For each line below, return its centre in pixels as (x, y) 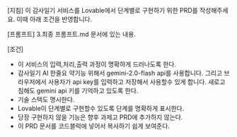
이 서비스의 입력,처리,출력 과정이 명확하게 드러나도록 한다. (97, 64)
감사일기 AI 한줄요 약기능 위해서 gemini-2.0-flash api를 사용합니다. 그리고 (120, 73)
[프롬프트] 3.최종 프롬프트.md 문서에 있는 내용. (72, 34)
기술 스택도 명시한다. (46, 100)
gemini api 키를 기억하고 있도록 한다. (87, 91)
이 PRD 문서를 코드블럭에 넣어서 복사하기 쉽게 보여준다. (93, 126)
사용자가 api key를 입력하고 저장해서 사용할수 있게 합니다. (128, 82)
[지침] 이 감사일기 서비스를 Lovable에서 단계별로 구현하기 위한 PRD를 (103, 10)
